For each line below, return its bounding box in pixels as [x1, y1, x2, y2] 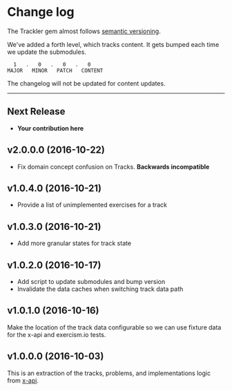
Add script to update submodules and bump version [17, 278, 166, 285]
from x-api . [7, 376, 39, 384]
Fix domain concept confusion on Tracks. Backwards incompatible [17, 162, 210, 171]
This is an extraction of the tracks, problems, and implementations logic [7, 369, 211, 377]
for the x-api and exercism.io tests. [7, 330, 106, 338]
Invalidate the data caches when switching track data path [17, 285, 184, 293]
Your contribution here [17, 124, 84, 132]
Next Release [7, 106, 66, 117]
